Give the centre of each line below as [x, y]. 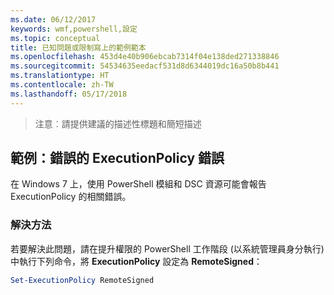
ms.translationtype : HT [60, 76]
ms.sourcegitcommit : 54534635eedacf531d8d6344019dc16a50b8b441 [145, 66]
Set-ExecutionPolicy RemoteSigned [82, 280]
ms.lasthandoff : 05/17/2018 [69, 94]
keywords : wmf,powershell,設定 [74, 29]
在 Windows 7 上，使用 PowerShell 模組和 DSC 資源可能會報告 [138, 184]
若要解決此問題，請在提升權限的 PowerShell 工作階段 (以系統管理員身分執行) [167, 248]
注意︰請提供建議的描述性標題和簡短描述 [118, 123]
